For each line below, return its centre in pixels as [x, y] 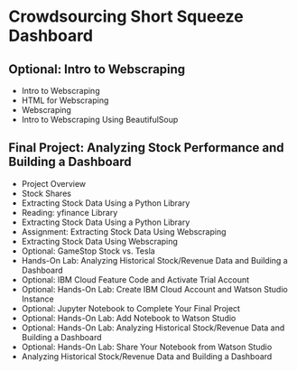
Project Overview [54, 183]
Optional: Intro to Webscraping [97, 69]
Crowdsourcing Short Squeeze [126, 17]
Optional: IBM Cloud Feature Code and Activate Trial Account [135, 279]
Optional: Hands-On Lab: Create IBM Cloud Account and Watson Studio [154, 289]
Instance [38, 299]
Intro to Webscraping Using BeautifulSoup [100, 120]
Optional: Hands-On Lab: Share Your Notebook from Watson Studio [147, 347]
